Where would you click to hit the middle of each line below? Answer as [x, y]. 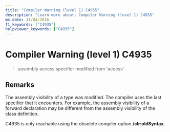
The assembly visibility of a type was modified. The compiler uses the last [83, 97]
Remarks [20, 85]
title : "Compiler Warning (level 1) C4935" [52, 10]
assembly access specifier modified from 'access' [71, 69]
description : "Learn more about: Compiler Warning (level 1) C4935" [80, 15]
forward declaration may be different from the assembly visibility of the [80, 108]
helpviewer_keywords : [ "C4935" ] [40, 29]
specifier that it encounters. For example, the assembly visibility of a [77, 103]
